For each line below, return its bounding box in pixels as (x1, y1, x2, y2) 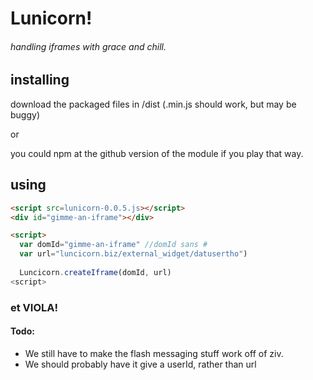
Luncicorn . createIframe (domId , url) (19, 267, 172, 277)
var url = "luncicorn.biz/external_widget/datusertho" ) (19, 249, 248, 259)
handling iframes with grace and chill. (10, 40, 167, 52)
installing (10, 72, 70, 89)
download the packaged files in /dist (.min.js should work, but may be (10, 98, 297, 110)
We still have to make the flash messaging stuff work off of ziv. (24, 347, 284, 359)
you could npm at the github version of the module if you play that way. (10, 147, 304, 159)
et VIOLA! (10, 300, 59, 314)
